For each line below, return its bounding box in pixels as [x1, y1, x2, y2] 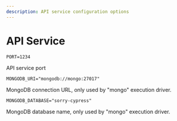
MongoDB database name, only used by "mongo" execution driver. [6, 108, 170, 115]
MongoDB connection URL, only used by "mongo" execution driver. [6, 86, 172, 93]
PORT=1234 [6, 54, 31, 60]
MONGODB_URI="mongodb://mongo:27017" [6, 75, 100, 82]
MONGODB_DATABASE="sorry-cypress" [6, 97, 92, 104]
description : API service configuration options [6, 8, 129, 15]
